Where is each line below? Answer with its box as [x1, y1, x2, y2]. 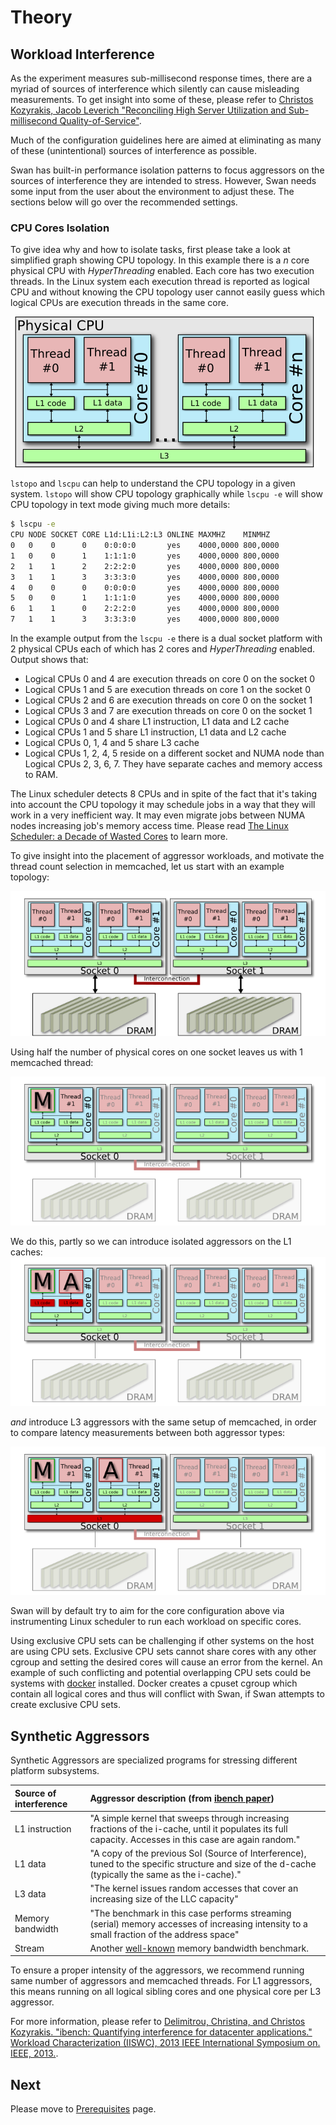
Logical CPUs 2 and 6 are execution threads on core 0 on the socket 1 [24, 694, 313, 706]
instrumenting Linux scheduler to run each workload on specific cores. [10, 1616, 302, 1628]
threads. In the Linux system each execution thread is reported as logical [10, 276, 310, 288]
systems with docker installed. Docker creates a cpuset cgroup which [10, 1677, 298, 1690]
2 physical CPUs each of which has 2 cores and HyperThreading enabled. [10, 643, 316, 655]
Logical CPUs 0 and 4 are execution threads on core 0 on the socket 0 [24, 673, 315, 685]
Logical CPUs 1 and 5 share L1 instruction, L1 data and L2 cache [24, 726, 287, 738]
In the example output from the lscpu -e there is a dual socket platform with [10, 632, 323, 645]
